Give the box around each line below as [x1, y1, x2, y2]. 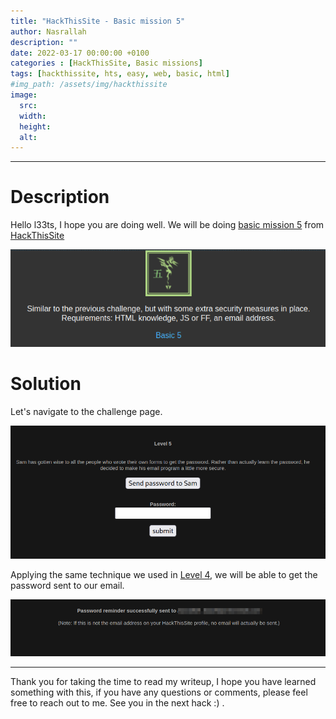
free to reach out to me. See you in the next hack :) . [10, 697, 225, 709]
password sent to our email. [10, 579, 125, 591]
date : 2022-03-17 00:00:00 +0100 [10, 48, 150, 58]
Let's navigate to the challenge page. [10, 405, 163, 417]
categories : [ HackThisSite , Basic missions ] [10, 58, 203, 69]
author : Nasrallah [10, 26, 87, 37]
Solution [10, 372, 82, 395]
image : [10, 90, 38, 100]
